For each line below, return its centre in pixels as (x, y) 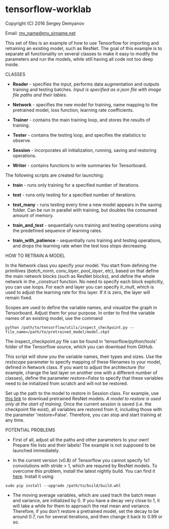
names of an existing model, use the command (54, 318)
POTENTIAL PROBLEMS (30, 430)
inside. (12, 64)
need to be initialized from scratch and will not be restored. (67, 383)
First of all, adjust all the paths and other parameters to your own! (81, 439)
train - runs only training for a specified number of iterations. (76, 185)
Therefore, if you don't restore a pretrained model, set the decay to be (86, 511)
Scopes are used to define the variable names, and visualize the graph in (81, 307)
